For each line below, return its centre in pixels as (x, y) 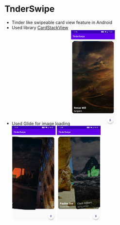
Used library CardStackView (40, 27)
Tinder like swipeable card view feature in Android (62, 22)
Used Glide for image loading (41, 123)
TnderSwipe (30, 9)
